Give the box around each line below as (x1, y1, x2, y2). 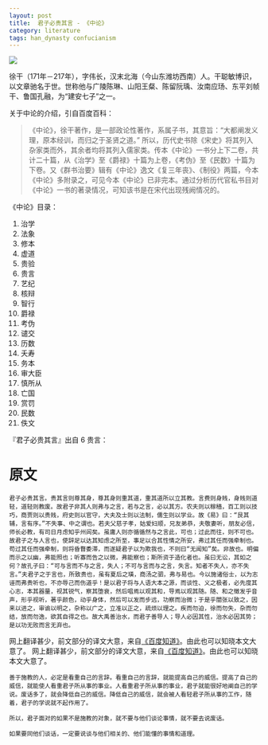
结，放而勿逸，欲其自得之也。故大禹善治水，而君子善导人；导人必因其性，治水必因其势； (9, 613, 258, 621)
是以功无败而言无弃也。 (9, 621, 75, 629)
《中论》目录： (9, 202, 58, 212)
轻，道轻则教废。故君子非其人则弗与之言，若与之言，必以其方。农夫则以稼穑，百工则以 (9, 503, 252, 511)
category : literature (9, 26, 81, 34)
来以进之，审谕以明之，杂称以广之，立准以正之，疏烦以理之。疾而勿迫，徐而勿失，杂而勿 (9, 605, 258, 613)
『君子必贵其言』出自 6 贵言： (9, 435, 108, 445)
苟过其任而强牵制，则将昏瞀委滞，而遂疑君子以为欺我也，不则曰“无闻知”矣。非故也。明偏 (9, 545, 259, 554)
